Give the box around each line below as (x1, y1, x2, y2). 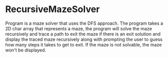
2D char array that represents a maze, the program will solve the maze (5, 25, 152, 31)
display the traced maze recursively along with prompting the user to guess (5, 36, 163, 42)
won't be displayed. (5, 47, 47, 53)
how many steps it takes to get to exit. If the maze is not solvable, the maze (5, 41, 162, 47)
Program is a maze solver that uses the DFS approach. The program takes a (5, 20, 163, 26)
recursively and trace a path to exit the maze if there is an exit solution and (5, 31, 161, 37)
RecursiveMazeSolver (5, 4, 100, 15)
